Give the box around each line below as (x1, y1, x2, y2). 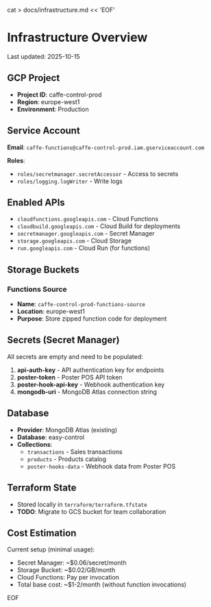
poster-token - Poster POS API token (16, 373, 123, 381)
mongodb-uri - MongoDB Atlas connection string (16, 387, 158, 396)
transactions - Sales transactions (27, 447, 123, 456)
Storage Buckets (7, 264, 80, 275)
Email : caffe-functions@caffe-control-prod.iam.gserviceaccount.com (7, 143, 205, 151)
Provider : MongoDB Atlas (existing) (16, 425, 118, 434)
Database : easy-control (16, 433, 84, 441)
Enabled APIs (7, 197, 65, 208)
